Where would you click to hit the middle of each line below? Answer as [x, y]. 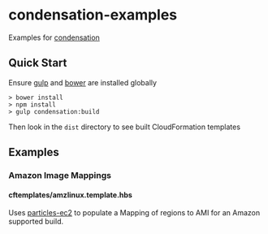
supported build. [36, 222]
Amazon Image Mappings [60, 175]
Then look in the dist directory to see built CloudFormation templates [125, 127]
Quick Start [38, 63]
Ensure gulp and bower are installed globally [82, 82]
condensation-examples [93, 15]
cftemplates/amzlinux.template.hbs [70, 195]
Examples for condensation [54, 37]
